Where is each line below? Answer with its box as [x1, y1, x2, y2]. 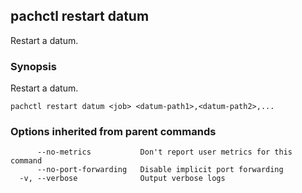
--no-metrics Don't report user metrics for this [36, 147, 293, 158]
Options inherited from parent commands [10, 125, 217, 139]
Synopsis [10, 59, 57, 73]
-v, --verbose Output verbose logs [19, 174, 226, 184]
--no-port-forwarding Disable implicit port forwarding [36, 165, 284, 175]
